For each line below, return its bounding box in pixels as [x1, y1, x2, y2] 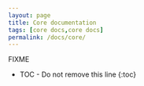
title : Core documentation [8, 19, 97, 27]
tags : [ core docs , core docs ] [8, 26, 104, 34]
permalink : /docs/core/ [8, 33, 87, 41]
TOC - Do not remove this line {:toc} [19, 70, 136, 79]
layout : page [8, 11, 51, 20]
